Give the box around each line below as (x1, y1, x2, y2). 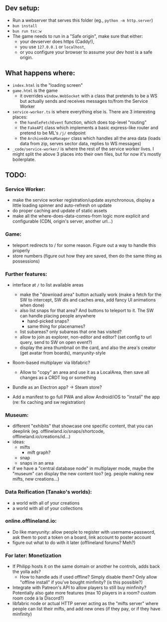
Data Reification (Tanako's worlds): (5, 489, 92, 496)
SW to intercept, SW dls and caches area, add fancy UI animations (19, 297, 156, 303)
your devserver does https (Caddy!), (19, 38, 94, 44)
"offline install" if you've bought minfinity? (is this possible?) (19, 579, 143, 586)
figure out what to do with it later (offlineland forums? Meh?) (12, 539, 136, 546)
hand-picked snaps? (27, 318, 70, 324)
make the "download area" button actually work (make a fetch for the (19, 292, 162, 298)
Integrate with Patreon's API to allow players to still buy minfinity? (12, 585, 147, 591)
